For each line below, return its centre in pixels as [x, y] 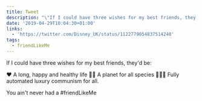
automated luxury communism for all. [53, 81]
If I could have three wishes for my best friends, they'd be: [79, 63]
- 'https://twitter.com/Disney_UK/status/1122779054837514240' [93, 34]
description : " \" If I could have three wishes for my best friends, [94, 18]
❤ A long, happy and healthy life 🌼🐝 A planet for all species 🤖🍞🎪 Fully [93, 74]
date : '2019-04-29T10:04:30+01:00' [51, 23]
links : [15, 29]
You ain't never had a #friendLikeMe [51, 93]
